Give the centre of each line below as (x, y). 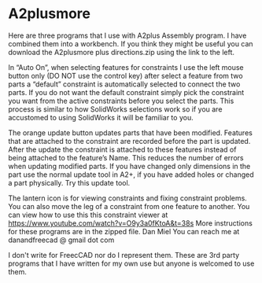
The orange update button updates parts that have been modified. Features (131, 132)
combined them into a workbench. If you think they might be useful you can (131, 43)
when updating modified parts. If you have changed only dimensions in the (129, 166)
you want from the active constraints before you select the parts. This (121, 101)
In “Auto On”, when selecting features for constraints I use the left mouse (126, 67)
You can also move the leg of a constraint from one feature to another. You (129, 206)
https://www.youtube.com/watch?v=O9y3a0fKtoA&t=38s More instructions (131, 223)
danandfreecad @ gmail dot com (61, 240)
